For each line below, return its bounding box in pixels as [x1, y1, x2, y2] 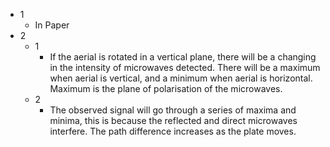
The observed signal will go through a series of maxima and [49, 104, 297, 116]
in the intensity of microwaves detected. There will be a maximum [49, 62, 321, 73]
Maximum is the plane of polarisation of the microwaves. [49, 83, 283, 94]
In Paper [34, 19, 70, 31]
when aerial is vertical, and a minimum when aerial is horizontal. [49, 72, 313, 84]
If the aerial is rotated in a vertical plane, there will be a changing [49, 51, 317, 63]
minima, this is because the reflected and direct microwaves [49, 115, 298, 126]
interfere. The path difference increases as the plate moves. [49, 125, 297, 137]
